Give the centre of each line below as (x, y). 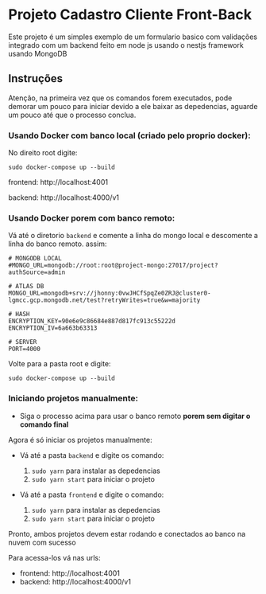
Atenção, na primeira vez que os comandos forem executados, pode (120, 98)
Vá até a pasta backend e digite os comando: (92, 455)
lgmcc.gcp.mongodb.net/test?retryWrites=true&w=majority (104, 300)
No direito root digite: (43, 153)
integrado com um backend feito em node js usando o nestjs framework (126, 45)
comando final (44, 424)
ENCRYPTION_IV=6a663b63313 (53, 328)
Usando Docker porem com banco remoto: (92, 218)
